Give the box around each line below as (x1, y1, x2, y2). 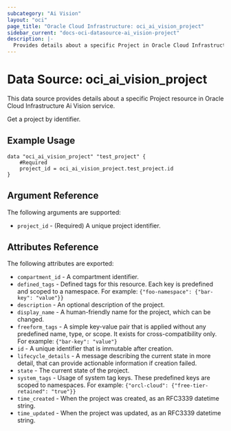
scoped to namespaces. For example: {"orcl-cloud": (16, 381, 168, 389)
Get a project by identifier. (7, 115, 81, 123)
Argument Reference (7, 190, 99, 201)
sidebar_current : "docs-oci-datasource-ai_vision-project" (7, 29, 180, 36)
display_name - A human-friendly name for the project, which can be (16, 308, 211, 316)
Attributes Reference (7, 241, 99, 253)
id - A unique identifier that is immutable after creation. (16, 344, 174, 353)
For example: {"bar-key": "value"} (16, 338, 118, 346)
